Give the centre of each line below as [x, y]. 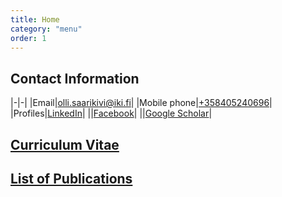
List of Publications [71, 178]
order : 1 [28, 38]
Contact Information [75, 78]
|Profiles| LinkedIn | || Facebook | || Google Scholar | [111, 113]
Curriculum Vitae [65, 144]
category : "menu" [46, 29]
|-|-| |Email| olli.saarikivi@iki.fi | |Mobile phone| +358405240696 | [141, 103]
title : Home [35, 19]
